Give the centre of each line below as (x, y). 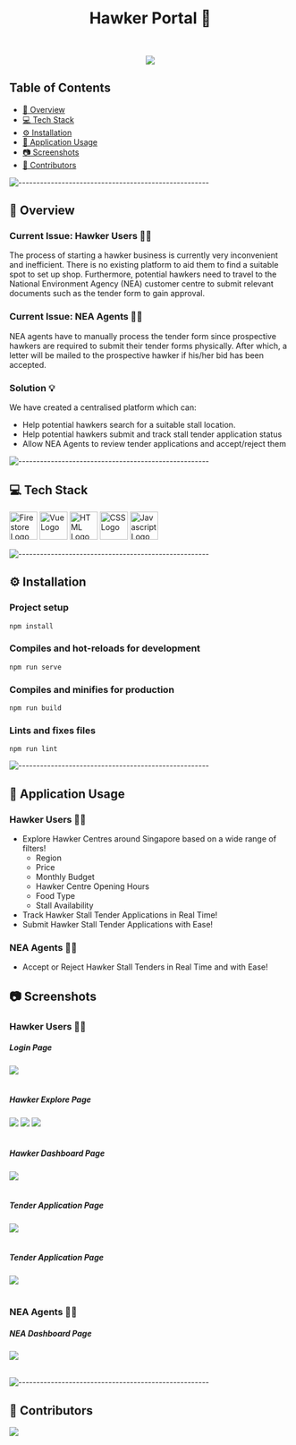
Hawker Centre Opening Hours (93, 886)
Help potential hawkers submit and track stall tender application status (152, 434)
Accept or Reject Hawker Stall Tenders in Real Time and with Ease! (145, 967)
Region (49, 858)
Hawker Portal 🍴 (150, 18)
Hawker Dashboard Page (57, 1153)
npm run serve (36, 667)
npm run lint (34, 749)
